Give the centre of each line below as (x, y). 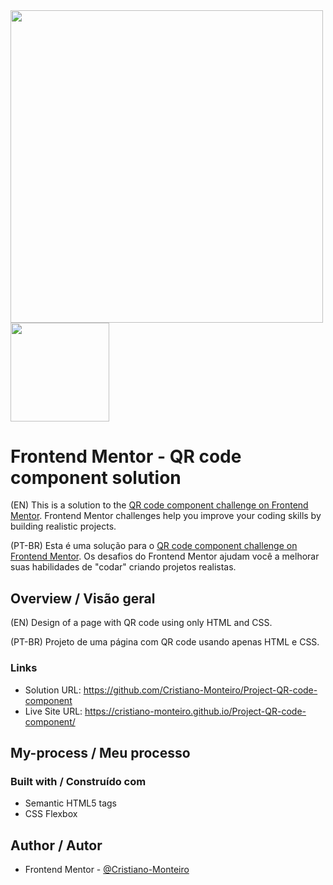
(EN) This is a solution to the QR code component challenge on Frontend (159, 505)
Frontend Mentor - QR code (126, 456)
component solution (96, 477)
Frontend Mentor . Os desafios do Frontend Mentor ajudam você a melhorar (165, 556)
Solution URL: (53, 690)
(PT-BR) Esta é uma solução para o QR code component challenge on (154, 546)
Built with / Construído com (78, 781)
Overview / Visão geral (83, 598)
